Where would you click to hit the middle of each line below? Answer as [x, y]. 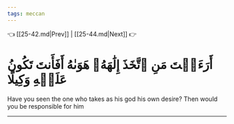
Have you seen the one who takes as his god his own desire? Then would [112, 99]
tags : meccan [26, 14]
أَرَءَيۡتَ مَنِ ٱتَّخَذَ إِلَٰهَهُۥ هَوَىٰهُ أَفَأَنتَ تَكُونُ [110, 64]
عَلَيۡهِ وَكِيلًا [37, 79]
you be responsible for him [46, 106]
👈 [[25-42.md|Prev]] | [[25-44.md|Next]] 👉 [72, 34]
